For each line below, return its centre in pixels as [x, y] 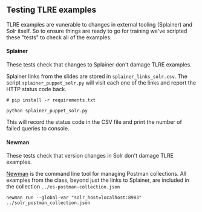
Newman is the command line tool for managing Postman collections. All [96, 174]
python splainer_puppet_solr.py [47, 111]
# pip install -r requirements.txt [51, 100]
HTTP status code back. [36, 89]
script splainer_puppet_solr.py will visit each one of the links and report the [101, 83]
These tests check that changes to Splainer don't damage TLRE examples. [99, 65]
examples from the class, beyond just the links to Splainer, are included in [98, 180]
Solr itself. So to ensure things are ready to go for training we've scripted [97, 31]
